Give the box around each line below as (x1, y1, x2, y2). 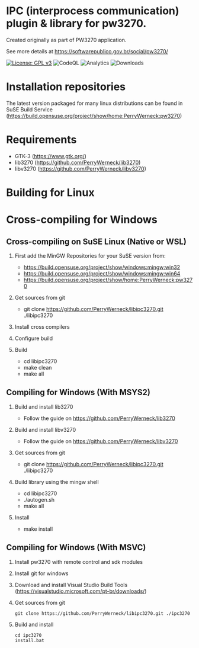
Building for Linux (6, 186, 95, 199)
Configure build (14, 335, 53, 342)
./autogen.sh (23, 496, 55, 503)
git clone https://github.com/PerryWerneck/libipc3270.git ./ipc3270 (14, 610, 191, 617)
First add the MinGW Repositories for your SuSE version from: (14, 252, 166, 259)
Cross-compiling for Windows (6, 213, 158, 226)
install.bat (14, 637, 44, 643)
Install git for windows (14, 570, 69, 577)
